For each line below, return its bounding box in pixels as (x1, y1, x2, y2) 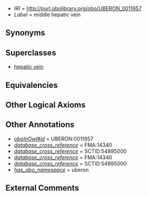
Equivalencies (5, 80, 58, 90)
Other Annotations (5, 119, 75, 130)
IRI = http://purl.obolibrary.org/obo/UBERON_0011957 (13, 5, 142, 12)
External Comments (5, 183, 79, 193)
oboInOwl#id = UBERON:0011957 (13, 135, 94, 142)
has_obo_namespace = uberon (13, 166, 89, 173)
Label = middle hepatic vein (13, 11, 81, 18)
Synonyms (5, 28, 45, 38)
